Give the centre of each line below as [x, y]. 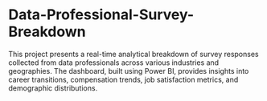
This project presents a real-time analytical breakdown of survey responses [133, 54]
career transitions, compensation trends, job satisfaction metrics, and [123, 79]
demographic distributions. [53, 88]
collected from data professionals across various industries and [114, 63]
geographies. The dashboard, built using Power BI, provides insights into [129, 71]
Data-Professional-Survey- [101, 15]
